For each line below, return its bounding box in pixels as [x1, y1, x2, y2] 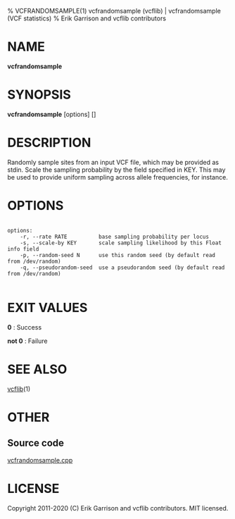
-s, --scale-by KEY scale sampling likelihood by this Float [20, 239, 222, 246]
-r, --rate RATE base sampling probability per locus [20, 233, 210, 240]
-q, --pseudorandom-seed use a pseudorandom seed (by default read [20, 264, 225, 271]
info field [7, 245, 39, 253]
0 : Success [7, 323, 42, 331]
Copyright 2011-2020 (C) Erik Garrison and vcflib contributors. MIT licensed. [7, 504, 229, 512]
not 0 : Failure [7, 337, 48, 345]
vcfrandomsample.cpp [7, 456, 73, 464]
